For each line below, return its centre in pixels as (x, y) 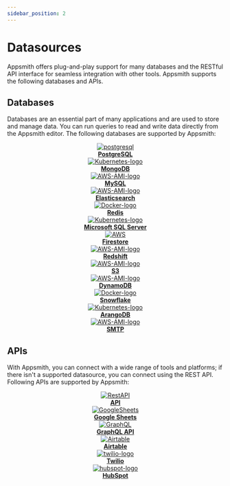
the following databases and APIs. (55, 81)
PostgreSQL (115, 154)
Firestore (115, 242)
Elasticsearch (115, 198)
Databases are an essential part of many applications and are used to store (113, 119)
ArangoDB (115, 315)
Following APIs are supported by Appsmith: (68, 382)
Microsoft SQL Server (115, 227)
